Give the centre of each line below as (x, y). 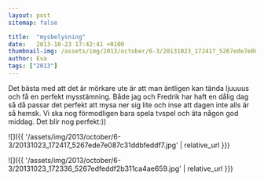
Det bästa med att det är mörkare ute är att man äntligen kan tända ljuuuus (129, 88)
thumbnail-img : (33, 52)
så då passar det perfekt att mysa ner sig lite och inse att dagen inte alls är (129, 105)
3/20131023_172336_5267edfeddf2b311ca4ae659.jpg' (95, 168)
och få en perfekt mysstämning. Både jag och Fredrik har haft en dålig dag (128, 96)
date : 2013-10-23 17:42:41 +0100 (66, 44)
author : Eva (27, 59)
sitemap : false (33, 23)
